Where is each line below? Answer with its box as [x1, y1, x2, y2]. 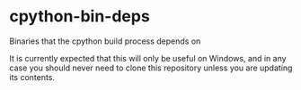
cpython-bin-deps [9, 6, 150, 27]
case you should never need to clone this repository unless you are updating [9, 62, 293, 73]
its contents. [9, 71, 56, 82]
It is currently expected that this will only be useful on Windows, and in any [9, 53, 287, 63]
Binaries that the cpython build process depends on [9, 36, 201, 46]
